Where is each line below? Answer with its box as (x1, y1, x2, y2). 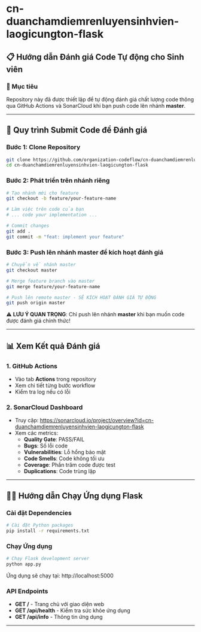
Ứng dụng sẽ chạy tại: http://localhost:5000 (6, 571, 114, 579)
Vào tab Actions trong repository (14, 375, 97, 382)
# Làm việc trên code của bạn (6, 206, 84, 213)
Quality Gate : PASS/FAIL (23, 436, 85, 443)
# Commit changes (6, 223, 50, 229)
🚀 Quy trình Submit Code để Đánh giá (6, 125, 148, 135)
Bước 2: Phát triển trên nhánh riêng (6, 176, 110, 185)
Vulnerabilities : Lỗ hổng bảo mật (23, 449, 106, 456)
